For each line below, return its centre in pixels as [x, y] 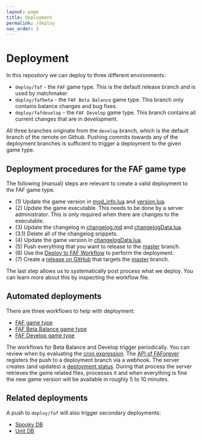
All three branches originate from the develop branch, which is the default [97, 131]
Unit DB [24, 431]
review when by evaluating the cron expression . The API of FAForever [93, 353]
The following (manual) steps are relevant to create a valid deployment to [97, 183]
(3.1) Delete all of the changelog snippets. [66, 234]
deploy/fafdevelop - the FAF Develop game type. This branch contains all [105, 113]
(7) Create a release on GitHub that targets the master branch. [92, 259]
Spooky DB [29, 424]
